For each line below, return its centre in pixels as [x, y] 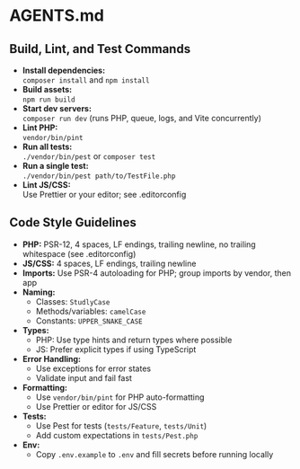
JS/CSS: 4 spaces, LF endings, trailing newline [109, 263]
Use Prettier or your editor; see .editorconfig [104, 195]
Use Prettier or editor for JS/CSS [96, 406]
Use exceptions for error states [93, 368]
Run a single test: [55, 166]
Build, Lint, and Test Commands [100, 49]
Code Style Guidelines [73, 222]
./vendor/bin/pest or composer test [89, 156]
